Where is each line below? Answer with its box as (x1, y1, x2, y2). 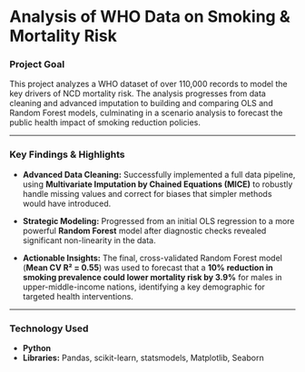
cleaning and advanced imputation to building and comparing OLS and (9, 98, 274, 109)
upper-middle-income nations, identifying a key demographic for (22, 281, 266, 292)
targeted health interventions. (22, 290, 133, 301)
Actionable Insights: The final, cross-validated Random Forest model (22, 252, 283, 263)
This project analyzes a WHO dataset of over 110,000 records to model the (9, 79, 288, 90)
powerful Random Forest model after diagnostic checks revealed (22, 225, 267, 236)
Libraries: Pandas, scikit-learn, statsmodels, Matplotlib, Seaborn (22, 352, 265, 364)
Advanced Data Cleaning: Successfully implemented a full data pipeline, (22, 169, 296, 180)
